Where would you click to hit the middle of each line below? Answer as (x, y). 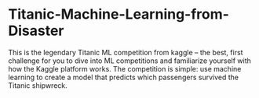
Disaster (36, 31)
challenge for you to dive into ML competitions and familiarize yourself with (129, 61)
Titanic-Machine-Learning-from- (119, 14)
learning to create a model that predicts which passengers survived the (124, 77)
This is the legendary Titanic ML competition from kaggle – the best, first (126, 52)
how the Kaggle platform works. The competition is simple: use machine (125, 68)
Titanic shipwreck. (38, 85)
